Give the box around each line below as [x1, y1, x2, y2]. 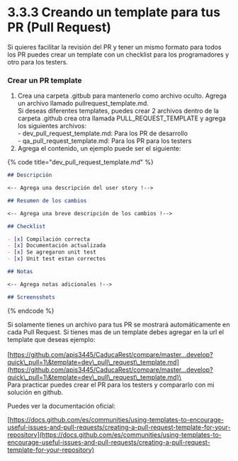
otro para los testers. [7, 57, 69, 66]
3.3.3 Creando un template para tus [7, 4, 221, 21]
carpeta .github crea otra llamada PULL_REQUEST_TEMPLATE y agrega [17, 114, 226, 123]
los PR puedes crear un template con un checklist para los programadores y [7, 50, 229, 59]
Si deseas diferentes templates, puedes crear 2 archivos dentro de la [17, 107, 220, 115]
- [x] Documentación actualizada [7, 242, 106, 249]
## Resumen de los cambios [7, 197, 87, 204]
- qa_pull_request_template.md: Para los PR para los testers [17, 137, 192, 145]
